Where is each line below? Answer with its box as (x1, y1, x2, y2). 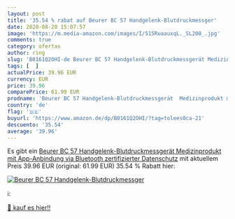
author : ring (7, 50, 45, 57)
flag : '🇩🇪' (7, 108, 42, 115)
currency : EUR (7, 75, 49, 83)
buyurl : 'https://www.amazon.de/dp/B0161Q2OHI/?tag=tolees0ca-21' (7, 114, 205, 121)
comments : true (7, 36, 52, 44)
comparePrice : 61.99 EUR (7, 88, 80, 95)
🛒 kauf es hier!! (7, 204, 51, 212)
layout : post (7, 10, 45, 18)
